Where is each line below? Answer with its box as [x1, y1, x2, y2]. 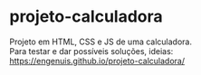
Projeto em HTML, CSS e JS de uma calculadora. [9, 36, 193, 47]
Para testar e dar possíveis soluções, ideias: [9, 45, 174, 56]
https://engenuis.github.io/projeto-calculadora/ [9, 55, 186, 66]
